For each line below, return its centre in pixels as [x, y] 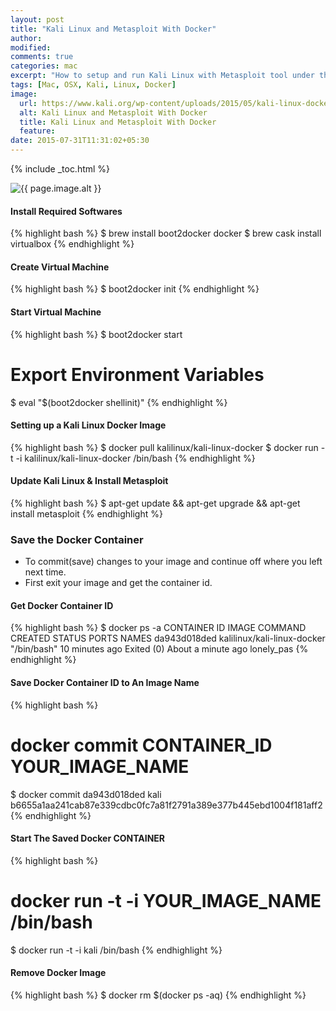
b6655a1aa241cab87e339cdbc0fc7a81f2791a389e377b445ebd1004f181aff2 [166, 805]
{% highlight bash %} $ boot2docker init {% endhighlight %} [135, 289]
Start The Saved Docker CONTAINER [88, 838]
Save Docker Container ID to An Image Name [105, 683]
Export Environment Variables [137, 374]
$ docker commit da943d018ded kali [86, 794]
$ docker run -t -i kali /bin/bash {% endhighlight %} [116, 950]
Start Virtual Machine [56, 312]
